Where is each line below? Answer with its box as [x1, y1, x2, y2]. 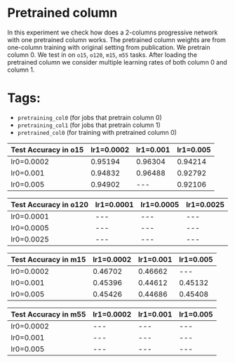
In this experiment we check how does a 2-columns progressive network [7, 28, 218, 37]
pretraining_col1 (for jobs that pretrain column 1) [17, 121, 161, 129]
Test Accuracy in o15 [11, 145, 84, 154]
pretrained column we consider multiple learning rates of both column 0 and [7, 58, 228, 66]
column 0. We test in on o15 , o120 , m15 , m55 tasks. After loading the [7, 51, 198, 59]
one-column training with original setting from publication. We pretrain [7, 43, 210, 51]
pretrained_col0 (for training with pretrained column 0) [17, 128, 177, 136]
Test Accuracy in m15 [11, 254, 86, 264]
